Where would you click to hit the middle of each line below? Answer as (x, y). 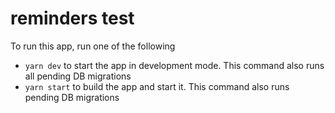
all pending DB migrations (78, 76)
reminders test (72, 18)
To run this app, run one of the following (93, 46)
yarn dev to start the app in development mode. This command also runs (174, 65)
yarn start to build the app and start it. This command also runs (157, 86)
